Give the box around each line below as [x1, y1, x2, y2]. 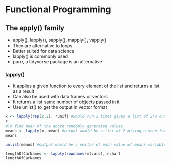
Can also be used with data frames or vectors [12, 94, 108, 100]
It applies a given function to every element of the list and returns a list [12, 82, 160, 89]
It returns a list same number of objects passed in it [12, 99, 120, 105]
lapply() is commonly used [12, 53, 68, 59]
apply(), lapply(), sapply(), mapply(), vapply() [12, 37, 107, 43]
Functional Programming [5, 4, 111, 15]
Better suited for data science [12, 48, 75, 54]
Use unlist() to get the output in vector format [12, 104, 107, 110]
